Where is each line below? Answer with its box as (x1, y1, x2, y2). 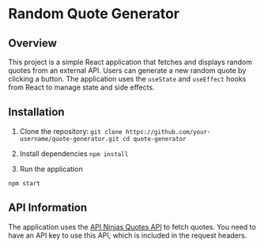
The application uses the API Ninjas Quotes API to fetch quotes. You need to (8, 222, 257, 231)
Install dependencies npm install (19, 148, 129, 158)
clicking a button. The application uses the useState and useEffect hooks (8, 74, 247, 83)
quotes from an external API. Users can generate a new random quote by (8, 66, 247, 75)
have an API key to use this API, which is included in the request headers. (8, 231, 247, 240)
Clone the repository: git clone (19, 126, 123, 135)
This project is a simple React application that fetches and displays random (8, 57, 253, 67)
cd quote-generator (122, 135, 187, 143)
